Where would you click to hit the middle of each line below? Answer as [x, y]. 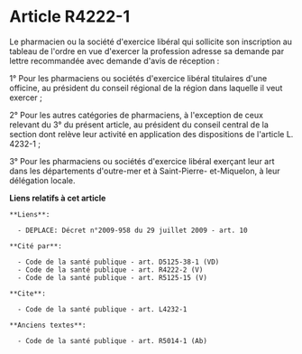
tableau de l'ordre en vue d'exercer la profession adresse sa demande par [147, 51]
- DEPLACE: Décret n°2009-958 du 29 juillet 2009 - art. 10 [133, 230]
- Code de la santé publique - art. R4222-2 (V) [110, 270]
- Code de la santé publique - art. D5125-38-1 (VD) [119, 262]
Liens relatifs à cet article [58, 198]
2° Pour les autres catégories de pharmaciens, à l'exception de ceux [137, 115]
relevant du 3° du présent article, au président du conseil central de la [139, 125]
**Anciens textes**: [48, 325]
